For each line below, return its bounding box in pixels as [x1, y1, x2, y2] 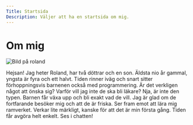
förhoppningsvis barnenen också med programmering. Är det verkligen [6, 82, 178, 89]
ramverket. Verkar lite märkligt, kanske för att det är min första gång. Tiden [6, 106, 186, 113]
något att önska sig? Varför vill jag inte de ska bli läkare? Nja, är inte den [6, 88, 180, 95]
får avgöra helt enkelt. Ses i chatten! [6, 113, 94, 120]
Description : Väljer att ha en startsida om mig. [6, 14, 130, 20]
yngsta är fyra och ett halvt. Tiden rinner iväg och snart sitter [6, 76, 153, 83]
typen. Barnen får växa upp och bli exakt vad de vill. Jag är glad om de [6, 94, 177, 101]
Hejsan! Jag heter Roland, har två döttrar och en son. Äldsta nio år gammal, [6, 69, 188, 76]
